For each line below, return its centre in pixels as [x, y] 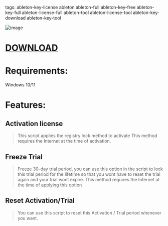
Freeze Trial [24, 157]
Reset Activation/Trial [40, 201]
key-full [13, 13]
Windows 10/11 [20, 85]
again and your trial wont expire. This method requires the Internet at [89, 179]
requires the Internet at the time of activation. [64, 141]
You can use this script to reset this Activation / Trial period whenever [89, 212]
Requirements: [37, 71]
